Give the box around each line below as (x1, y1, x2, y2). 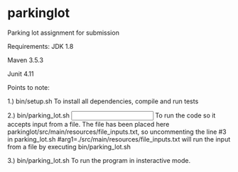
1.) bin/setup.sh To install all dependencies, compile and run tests (7, 97, 199, 105)
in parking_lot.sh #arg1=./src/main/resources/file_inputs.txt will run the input (7, 134, 231, 143)
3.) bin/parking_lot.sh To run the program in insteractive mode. (7, 156, 190, 164)
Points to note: (7, 83, 50, 91)
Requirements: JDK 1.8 (7, 42, 74, 50)
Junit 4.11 (7, 69, 34, 78)
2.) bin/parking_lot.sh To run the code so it (7, 111, 216, 120)
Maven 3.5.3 (7, 55, 44, 64)
